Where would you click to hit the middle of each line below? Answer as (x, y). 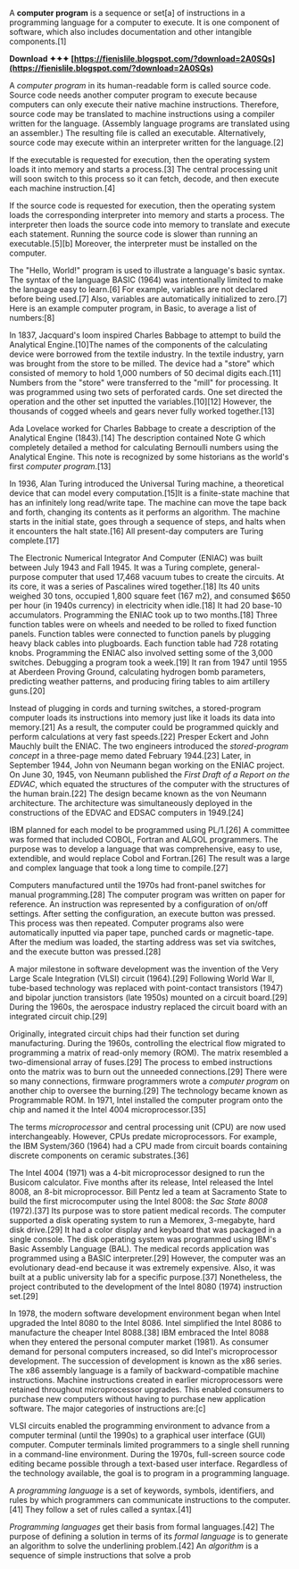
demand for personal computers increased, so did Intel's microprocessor (144, 1351)
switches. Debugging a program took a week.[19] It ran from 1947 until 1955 (148, 662)
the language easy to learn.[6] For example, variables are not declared (138, 289)
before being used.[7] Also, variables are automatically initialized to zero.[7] (148, 299)
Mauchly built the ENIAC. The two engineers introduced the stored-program (149, 746)
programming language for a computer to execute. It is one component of (145, 22)
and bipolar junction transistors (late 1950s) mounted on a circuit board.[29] (149, 997)
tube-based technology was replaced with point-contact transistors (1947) (146, 988)
